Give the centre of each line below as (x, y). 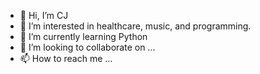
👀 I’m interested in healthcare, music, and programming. (135, 26)
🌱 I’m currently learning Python (83, 36)
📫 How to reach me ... (66, 58)
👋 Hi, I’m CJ (44, 15)
